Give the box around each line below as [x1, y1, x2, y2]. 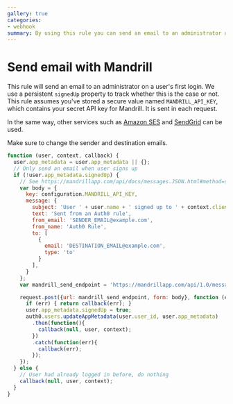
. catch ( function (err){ [32, 339, 98, 346]
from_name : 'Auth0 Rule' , [32, 223, 107, 230]
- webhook [7, 23, 36, 30]
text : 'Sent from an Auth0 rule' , [32, 210, 132, 217]
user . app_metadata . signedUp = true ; [25, 307, 132, 314]
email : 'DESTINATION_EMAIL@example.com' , [44, 242, 166, 250]
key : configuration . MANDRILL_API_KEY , [25, 191, 138, 198]
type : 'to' [44, 249, 76, 256]
